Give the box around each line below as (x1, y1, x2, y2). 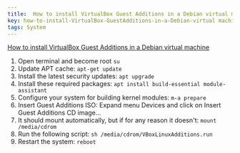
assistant (17, 87, 48, 95)
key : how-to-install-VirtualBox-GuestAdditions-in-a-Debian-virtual (7, 17, 216, 24)
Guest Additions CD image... (17, 108, 101, 117)
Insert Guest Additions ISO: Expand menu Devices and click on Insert (17, 101, 221, 110)
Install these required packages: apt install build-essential (17, 80, 201, 88)
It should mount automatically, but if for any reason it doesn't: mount (17, 116, 216, 125)
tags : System (7, 23, 46, 31)
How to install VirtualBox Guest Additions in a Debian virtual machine (7, 43, 210, 52)
